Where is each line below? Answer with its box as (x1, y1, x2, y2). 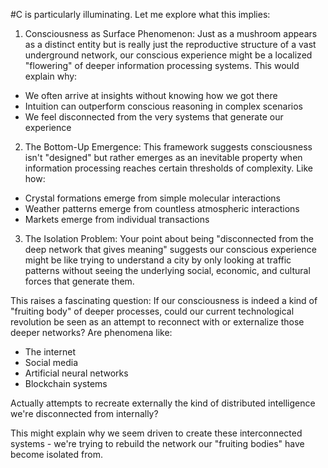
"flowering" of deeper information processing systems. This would (24, 60, 300, 71)
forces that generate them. (24, 275, 135, 287)
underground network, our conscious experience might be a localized (24, 49, 313, 61)
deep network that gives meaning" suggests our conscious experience (24, 244, 317, 255)
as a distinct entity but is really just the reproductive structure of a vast (24, 39, 317, 50)
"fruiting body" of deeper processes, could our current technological (10, 305, 295, 317)
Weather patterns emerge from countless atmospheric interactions (24, 203, 300, 214)
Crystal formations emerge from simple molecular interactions (24, 192, 281, 204)
